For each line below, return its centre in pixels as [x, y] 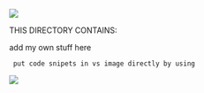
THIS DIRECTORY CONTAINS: [63, 30]
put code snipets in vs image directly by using [104, 64]
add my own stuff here [50, 47]
